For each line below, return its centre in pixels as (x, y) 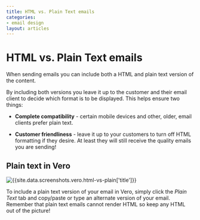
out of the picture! (28, 210)
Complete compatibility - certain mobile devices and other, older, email (103, 116)
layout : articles (28, 28)
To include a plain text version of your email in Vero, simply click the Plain (96, 192)
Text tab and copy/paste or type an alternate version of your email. (88, 198)
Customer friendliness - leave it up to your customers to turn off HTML (103, 134)
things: (15, 105)
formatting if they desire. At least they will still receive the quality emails (103, 141)
